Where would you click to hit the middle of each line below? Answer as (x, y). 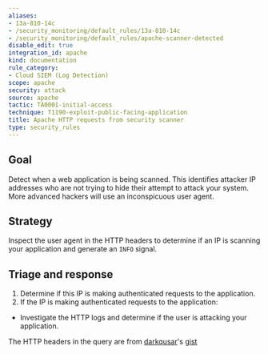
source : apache (34, 98)
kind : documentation (43, 61)
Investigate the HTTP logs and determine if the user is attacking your (133, 318)
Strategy (30, 221)
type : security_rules (44, 127)
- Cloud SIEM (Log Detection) (59, 75)
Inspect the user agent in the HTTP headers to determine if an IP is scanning (134, 240)
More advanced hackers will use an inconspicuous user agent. (111, 196)
